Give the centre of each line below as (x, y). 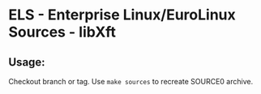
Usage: (27, 62)
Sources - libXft (62, 32)
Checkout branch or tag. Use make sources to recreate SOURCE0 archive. (131, 81)
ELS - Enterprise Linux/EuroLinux (122, 15)
